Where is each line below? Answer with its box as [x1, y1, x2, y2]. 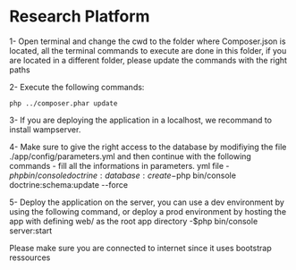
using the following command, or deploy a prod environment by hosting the [9, 206, 287, 216]
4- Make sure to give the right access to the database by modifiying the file [9, 141, 287, 152]
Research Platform [9, 6, 150, 27]
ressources [9, 252, 51, 263]
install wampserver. [9, 123, 81, 135]
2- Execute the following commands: [9, 81, 145, 92]
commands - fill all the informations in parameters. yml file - [9, 160, 230, 171]
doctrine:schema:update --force [9, 179, 128, 190]
